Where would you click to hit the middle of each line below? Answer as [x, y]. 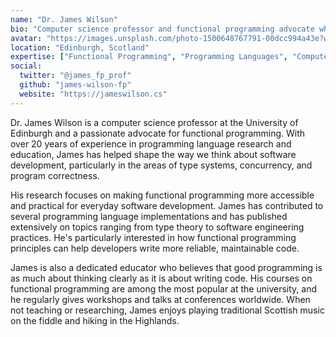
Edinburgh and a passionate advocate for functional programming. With [158, 133]
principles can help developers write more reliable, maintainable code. [155, 248]
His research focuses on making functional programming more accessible [162, 195]
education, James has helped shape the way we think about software [153, 154]
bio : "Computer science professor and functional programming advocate [162, 29]
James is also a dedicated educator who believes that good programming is [166, 267]
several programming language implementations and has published [149, 216]
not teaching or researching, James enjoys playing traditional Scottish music [167, 310]
